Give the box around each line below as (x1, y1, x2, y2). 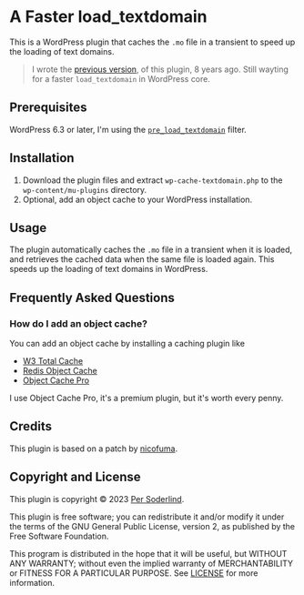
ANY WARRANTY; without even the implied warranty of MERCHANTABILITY (9, 558, 294, 569)
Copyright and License (9, 469, 141, 485)
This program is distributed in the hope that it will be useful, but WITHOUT (9, 548, 288, 559)
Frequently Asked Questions (9, 289, 176, 306)
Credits (9, 419, 53, 434)
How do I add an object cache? (9, 317, 148, 329)
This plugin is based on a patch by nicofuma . (9, 443, 178, 454)
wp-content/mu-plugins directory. (22, 184, 147, 195)
